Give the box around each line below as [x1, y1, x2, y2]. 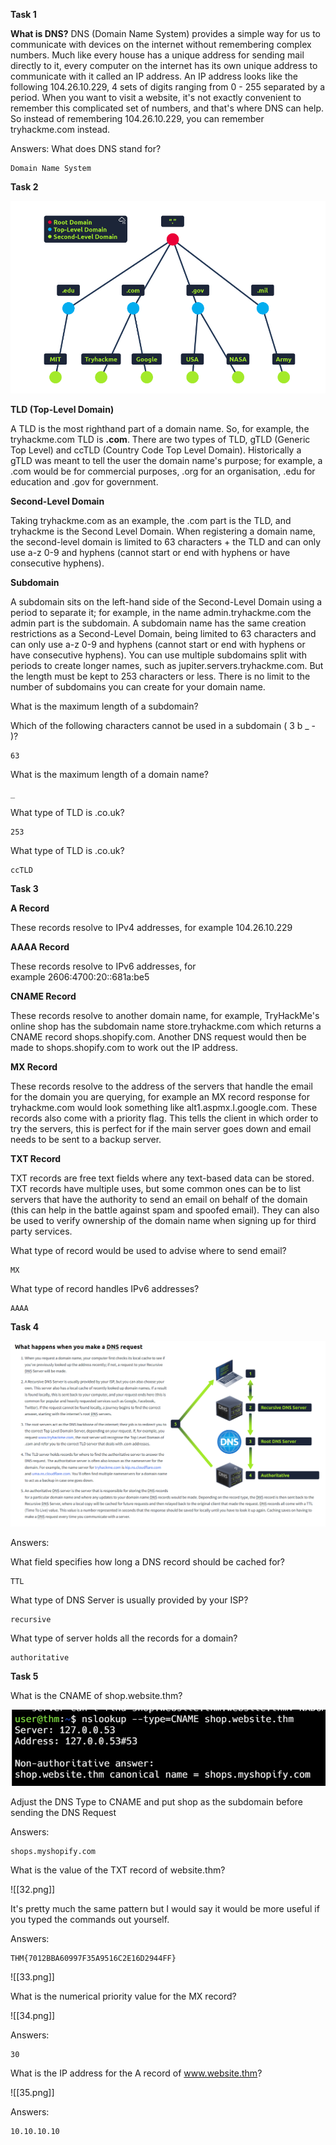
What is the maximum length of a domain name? [10, 769, 209, 781]
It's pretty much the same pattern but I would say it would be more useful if [10, 1903, 320, 1915]
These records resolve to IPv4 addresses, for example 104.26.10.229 [10, 922, 293, 934]
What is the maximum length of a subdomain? [10, 700, 199, 713]
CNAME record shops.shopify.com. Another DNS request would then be [10, 1031, 307, 1043]
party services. [10, 1225, 73, 1238]
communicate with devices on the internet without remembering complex [10, 39, 312, 50]
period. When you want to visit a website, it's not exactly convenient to [10, 92, 302, 103]
